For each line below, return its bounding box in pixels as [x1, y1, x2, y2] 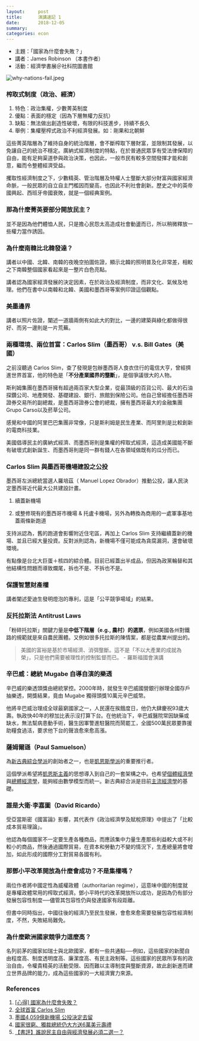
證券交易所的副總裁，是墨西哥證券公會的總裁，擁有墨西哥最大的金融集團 [6, 398, 182, 406]
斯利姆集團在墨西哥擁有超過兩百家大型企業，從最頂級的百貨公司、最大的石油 [6, 384, 193, 391]
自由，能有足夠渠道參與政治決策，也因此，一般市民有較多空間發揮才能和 [6, 155, 182, 162]
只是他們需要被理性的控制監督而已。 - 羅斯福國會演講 [33, 653, 164, 661]
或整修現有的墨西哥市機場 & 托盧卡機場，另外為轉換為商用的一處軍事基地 [14, 509, 192, 516]
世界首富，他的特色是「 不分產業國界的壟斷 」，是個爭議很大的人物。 [11, 371, 175, 378]
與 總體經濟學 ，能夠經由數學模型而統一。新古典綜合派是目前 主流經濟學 [6, 778, 178, 785]
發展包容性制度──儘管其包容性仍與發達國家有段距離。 [6, 896, 138, 903]
